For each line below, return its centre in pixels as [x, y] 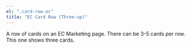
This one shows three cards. [40, 40]
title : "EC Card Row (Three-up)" [47, 17]
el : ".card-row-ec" [30, 11]
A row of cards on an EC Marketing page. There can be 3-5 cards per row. [96, 33]
